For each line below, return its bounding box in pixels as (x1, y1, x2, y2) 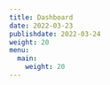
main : (17, 54, 38, 63)
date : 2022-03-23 (9, 21, 74, 30)
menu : (9, 46, 29, 55)
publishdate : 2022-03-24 (9, 29, 101, 38)
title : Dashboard (9, 12, 74, 22)
